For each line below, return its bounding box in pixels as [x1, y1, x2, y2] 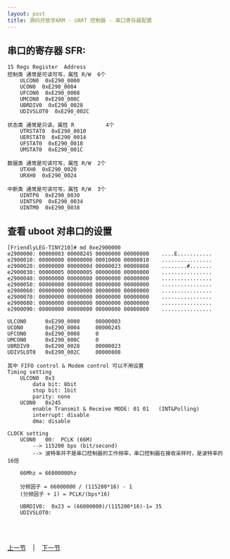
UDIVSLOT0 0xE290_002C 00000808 [7, 349, 121, 356]
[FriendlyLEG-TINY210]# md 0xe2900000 [7, 244, 121, 252]
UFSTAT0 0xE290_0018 [20, 140, 83, 148]
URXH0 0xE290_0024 [20, 172, 77, 179]
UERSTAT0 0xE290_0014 [20, 134, 87, 141]
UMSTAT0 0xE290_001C [20, 146, 83, 153]
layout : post [7, 10, 46, 18]
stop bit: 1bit [32, 387, 77, 394]
